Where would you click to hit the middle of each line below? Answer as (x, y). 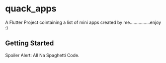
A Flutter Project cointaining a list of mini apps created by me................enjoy (83, 22)
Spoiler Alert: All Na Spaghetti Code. (42, 55)
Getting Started (30, 43)
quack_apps (31, 9)
